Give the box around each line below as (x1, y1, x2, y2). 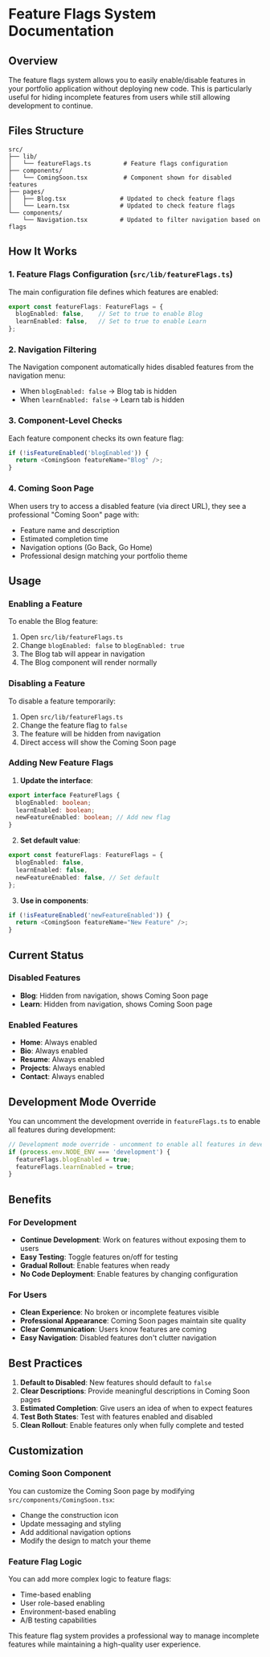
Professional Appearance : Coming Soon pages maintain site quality (19, 1316, 247, 1326)
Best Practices (8, 1356, 83, 1370)
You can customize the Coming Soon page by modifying (8, 1486, 195, 1495)
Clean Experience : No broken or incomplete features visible (19, 1307, 219, 1317)
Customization (8, 1444, 84, 1458)
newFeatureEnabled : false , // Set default (15, 873, 160, 881)
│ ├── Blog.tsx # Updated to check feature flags (8, 195, 235, 203)
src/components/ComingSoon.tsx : (8, 1495, 115, 1504)
